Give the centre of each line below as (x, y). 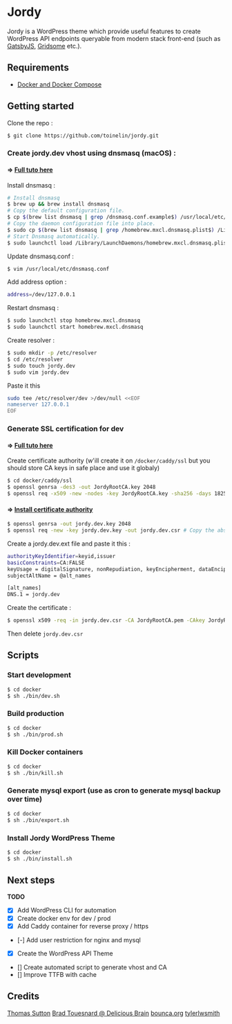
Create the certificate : (39, 608)
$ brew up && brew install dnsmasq (58, 204)
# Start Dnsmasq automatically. (54, 236)
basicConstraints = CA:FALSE (46, 563)
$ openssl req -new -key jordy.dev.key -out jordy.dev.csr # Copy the (111, 530)
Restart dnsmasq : (33, 308)
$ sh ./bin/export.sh (38, 820)
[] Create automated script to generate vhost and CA (92, 967)
